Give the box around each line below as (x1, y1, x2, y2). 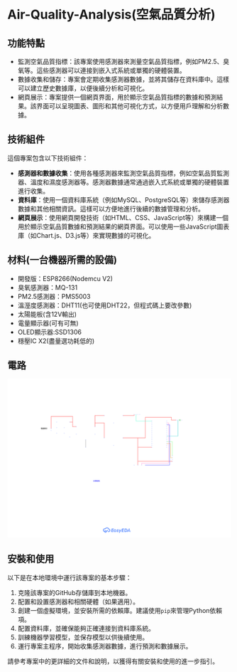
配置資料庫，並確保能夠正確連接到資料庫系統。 (17, 624, 155, 632)
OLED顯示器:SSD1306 (17, 327, 82, 336)
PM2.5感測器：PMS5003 (17, 292, 91, 300)
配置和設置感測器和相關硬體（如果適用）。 (17, 597, 140, 606)
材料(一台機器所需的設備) (7, 254, 117, 266)
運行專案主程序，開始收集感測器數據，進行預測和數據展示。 (17, 641, 192, 650)
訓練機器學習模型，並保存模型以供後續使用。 (17, 633, 149, 641)
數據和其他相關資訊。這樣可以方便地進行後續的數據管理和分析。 (17, 204, 204, 213)
